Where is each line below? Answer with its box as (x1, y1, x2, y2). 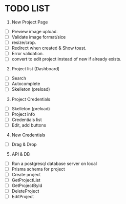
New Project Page (11, 19, 48, 25)
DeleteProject (11, 188, 40, 194)
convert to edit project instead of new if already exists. (11, 56, 122, 62)
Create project (11, 171, 41, 177)
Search (11, 75, 26, 81)
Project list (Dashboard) (11, 66, 60, 72)
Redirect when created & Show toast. (11, 45, 86, 51)
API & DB (11, 151, 30, 157)
